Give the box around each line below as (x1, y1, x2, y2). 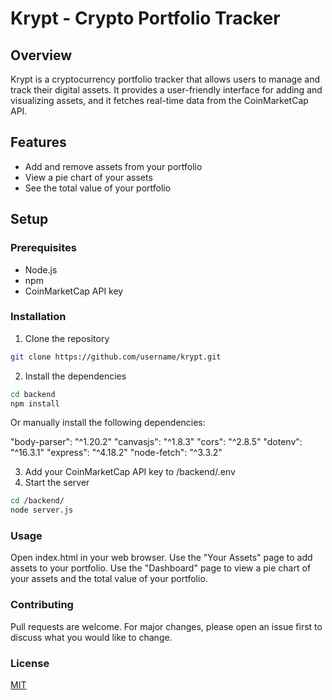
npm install (10, 398, 60, 409)
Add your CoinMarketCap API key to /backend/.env (24, 466, 236, 478)
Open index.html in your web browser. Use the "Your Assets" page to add (10, 552, 313, 564)
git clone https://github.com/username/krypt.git (10, 352, 222, 362)
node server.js (10, 505, 74, 516)
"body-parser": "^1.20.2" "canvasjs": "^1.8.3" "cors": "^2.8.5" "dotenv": (10, 436, 303, 448)
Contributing (10, 598, 74, 612)
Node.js (24, 263, 58, 276)
